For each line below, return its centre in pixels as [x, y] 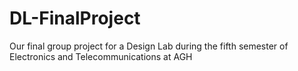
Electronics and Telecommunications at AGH [101, 56]
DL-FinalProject [75, 18]
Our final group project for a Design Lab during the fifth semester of [149, 46]
